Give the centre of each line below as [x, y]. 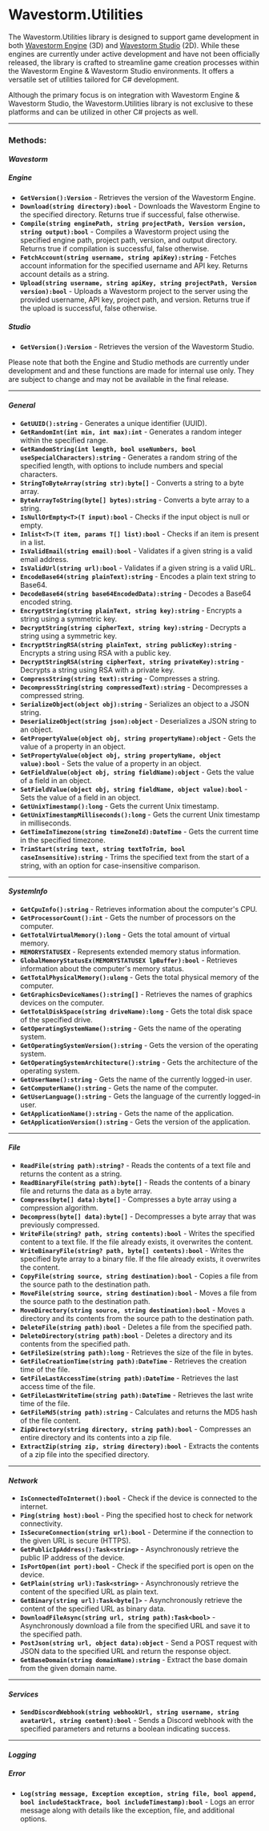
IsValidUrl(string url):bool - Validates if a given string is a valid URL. [138, 568]
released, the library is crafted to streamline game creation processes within [134, 62]
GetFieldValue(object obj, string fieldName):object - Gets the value [137, 772]
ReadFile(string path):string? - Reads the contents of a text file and [135, 1165]
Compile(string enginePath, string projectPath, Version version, [133, 224]
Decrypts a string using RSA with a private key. [97, 669]
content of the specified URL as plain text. [89, 1592]
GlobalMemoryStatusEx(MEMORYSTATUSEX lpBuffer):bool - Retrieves [128, 960]
